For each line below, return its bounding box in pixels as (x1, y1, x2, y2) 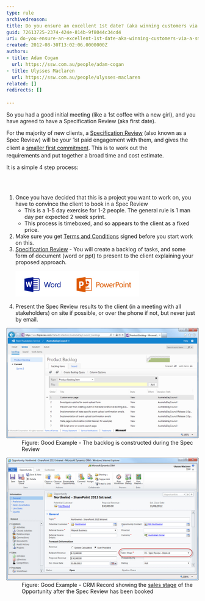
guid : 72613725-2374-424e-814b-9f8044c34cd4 (6, 29, 121, 35)
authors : (6, 49, 29, 55)
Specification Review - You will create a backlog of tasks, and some (15, 245, 186, 253)
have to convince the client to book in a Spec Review (15, 200, 148, 207)
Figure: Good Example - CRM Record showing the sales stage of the (21, 581, 193, 588)
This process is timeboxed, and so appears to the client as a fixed (24, 220, 190, 227)
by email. (15, 315, 38, 323)
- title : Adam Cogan (6, 55, 59, 61)
